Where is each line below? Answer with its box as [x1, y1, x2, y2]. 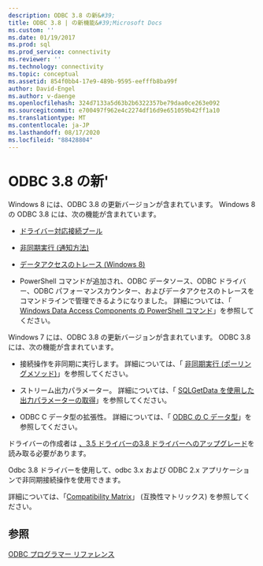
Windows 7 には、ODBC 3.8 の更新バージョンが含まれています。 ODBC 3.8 [8, 332, 251, 342]
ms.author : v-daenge [8, 92, 76, 100]
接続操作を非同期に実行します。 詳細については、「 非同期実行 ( [19, 359, 224, 368]
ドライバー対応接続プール [19, 226, 103, 236]
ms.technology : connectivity [8, 63, 104, 71]
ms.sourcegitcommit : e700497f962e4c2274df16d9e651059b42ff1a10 [8, 107, 220, 115]
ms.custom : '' [8, 26, 55, 34]
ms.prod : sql [8, 41, 51, 49]
